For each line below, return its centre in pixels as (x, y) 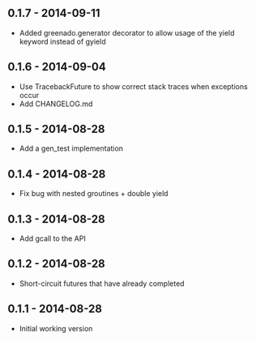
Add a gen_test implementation (71, 148)
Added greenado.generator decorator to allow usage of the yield (127, 32)
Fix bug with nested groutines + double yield (94, 194)
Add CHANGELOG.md (56, 104)
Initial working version (56, 328)
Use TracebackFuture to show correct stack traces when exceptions (133, 86)
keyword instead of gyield (62, 41)
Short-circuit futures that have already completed (102, 283)
